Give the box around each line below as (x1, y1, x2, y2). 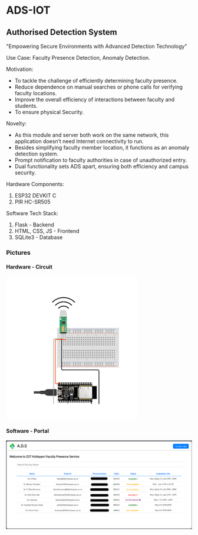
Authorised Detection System (6, 27, 117, 37)
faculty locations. (14, 90, 57, 96)
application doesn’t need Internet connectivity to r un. (14, 138, 144, 145)
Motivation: (6, 66, 34, 73)
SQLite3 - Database (14, 234, 63, 241)
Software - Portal (6, 427, 49, 435)
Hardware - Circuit (6, 263, 53, 270)
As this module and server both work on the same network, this (14, 131, 169, 138)
